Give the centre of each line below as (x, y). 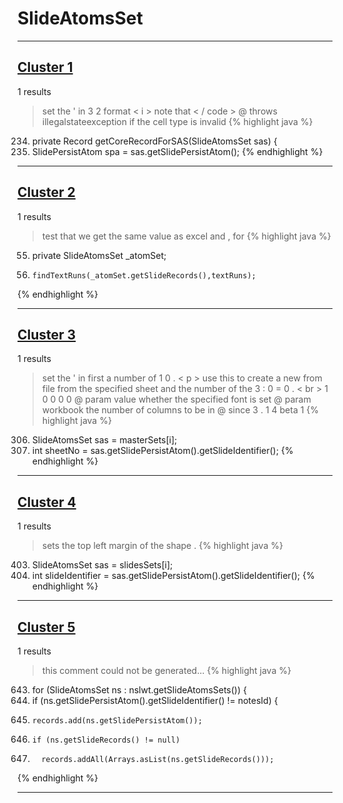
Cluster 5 (46, 627)
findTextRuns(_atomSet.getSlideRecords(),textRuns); (144, 275)
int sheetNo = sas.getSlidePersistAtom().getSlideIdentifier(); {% (162, 451)
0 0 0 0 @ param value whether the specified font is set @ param (176, 399)
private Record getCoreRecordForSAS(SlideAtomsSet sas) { (154, 141)
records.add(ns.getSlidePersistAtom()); (117, 721)
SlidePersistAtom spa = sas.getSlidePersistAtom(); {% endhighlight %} (177, 151)
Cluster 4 (47, 502)
